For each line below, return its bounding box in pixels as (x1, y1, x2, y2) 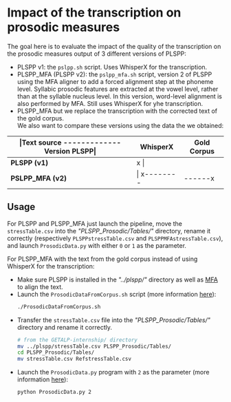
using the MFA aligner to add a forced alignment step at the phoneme (16, 77, 214, 85)
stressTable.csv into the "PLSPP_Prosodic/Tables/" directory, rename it (7, 226, 211, 235)
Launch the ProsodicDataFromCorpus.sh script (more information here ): (16, 290, 217, 298)
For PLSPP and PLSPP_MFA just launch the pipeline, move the (7, 219, 182, 228)
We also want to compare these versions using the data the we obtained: (16, 121, 224, 129)
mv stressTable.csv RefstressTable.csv (16, 356, 132, 363)
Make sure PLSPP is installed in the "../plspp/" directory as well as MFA (16, 275, 219, 284)
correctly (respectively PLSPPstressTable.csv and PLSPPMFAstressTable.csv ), (7, 234, 223, 242)
